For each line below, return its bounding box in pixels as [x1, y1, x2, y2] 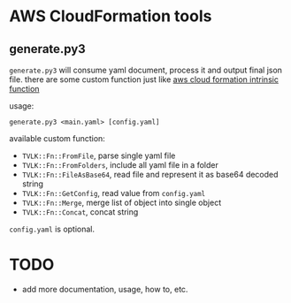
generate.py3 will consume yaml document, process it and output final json [9, 64, 283, 75]
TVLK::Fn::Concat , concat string [21, 207, 139, 217]
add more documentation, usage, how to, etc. [21, 284, 188, 294]
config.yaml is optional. [9, 223, 96, 234]
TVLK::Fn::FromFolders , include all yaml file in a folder [21, 160, 218, 170]
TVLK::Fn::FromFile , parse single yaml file [21, 150, 176, 161]
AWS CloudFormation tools [9, 6, 212, 27]
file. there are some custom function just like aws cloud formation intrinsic [9, 74, 279, 85]
